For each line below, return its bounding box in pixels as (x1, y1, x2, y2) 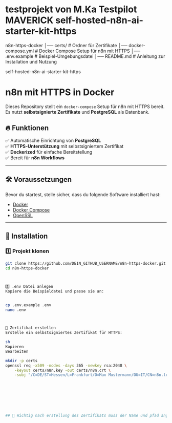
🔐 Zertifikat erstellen (5, 325, 56, 331)
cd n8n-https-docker (5, 266, 50, 271)
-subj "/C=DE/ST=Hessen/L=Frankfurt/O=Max (14, 372, 106, 377)
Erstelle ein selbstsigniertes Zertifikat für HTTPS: (5, 330, 123, 335)
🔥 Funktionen (5, 124, 49, 133)
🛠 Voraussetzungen (5, 175, 72, 184)
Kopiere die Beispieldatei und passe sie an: (5, 288, 104, 294)
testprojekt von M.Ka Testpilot (5, 4, 137, 15)
